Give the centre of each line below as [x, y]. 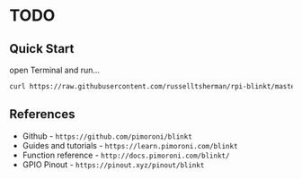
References [42, 114]
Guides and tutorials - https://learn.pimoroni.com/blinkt [130, 145]
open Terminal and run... [55, 70]
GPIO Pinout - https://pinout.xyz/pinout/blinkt [113, 164]
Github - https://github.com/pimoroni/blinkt [107, 136]
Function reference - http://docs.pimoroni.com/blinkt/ [126, 155]
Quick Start [42, 49]
